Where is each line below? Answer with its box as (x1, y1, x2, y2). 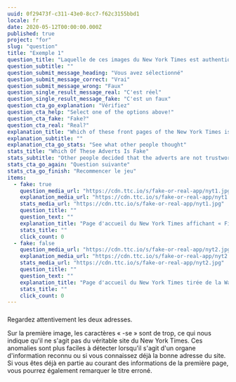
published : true (7, 30, 55, 37)
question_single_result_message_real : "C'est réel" (7, 89, 162, 96)
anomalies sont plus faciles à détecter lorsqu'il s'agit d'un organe (7, 344, 196, 352)
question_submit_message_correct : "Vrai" (7, 75, 131, 83)
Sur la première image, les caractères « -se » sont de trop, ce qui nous (7, 329, 212, 338)
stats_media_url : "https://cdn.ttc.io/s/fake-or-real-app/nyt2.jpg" (20, 259, 225, 266)
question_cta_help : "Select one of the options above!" (7, 109, 174, 116)
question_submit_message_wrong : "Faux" (7, 82, 124, 90)
